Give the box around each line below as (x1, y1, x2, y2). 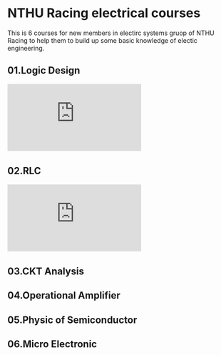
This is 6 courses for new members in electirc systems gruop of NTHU (7, 29, 215, 37)
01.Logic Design (7, 64, 81, 76)
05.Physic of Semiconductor (7, 314, 138, 326)
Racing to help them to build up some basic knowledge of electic (7, 36, 198, 44)
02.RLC (7, 165, 41, 177)
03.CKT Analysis (7, 265, 84, 277)
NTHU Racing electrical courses (7, 5, 201, 21)
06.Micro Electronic (7, 338, 98, 351)
